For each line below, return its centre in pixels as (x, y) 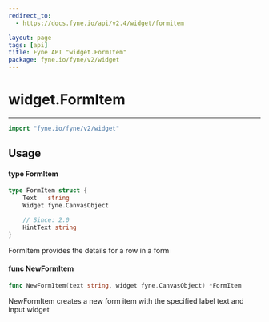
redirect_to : (30, 16)
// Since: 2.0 (46, 220)
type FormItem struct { (48, 191)
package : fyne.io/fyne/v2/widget (64, 60)
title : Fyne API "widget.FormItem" (68, 53)
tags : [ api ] (28, 45)
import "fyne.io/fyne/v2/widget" (64, 128)
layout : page (30, 38)
